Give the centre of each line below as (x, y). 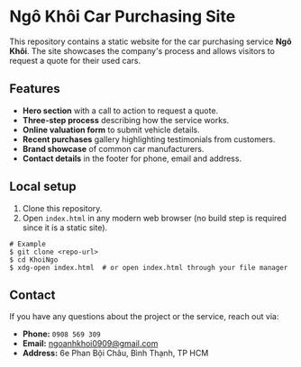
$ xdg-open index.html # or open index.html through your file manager (149, 267)
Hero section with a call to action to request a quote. (120, 111)
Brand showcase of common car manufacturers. (113, 148)
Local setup (43, 187)
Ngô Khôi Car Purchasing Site (123, 17)
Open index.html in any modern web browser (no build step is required (154, 218)
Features (35, 89)
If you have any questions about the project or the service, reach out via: (144, 317)
